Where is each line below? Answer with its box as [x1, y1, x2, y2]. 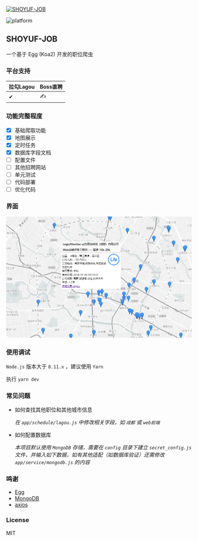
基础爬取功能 [14, 127, 46, 134]
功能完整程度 [6, 112, 43, 121]
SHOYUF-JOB [6, 34, 58, 44]
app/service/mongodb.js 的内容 [14, 458, 90, 465]
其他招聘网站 [14, 163, 46, 171]
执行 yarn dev [6, 375, 39, 383]
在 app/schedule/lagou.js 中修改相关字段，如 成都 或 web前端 [14, 419, 160, 426]
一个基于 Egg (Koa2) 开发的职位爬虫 [6, 50, 93, 57]
